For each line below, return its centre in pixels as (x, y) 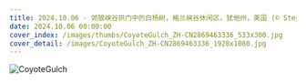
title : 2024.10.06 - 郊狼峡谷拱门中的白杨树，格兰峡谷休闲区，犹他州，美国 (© (144, 18)
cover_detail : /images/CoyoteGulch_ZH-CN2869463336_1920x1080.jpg (138, 43)
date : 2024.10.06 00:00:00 (61, 26)
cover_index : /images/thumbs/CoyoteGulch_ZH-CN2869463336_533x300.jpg (146, 35)
